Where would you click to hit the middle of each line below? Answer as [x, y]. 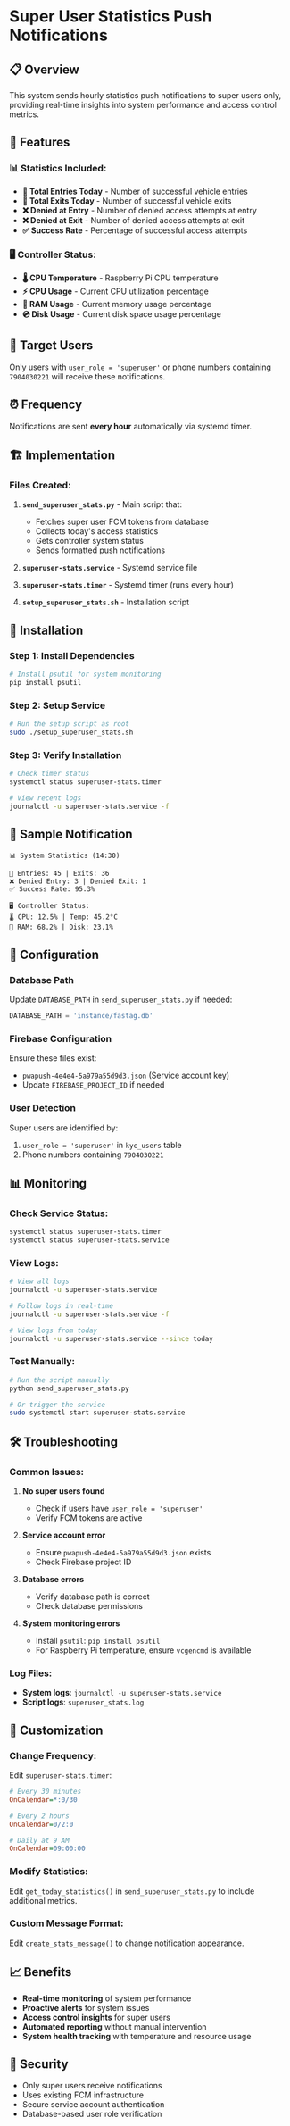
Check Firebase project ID [83, 1562]
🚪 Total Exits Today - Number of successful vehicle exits [127, 200]
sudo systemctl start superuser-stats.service [97, 1413]
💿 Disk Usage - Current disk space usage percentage [121, 313]
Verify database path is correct [92, 1597]
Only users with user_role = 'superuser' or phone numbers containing [141, 367]
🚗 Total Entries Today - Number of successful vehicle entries [135, 191]
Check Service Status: [59, 1213]
